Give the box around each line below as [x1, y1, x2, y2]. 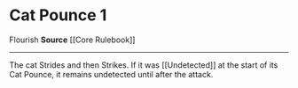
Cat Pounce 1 [9, 5, 107, 26]
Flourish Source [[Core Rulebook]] [9, 34, 136, 45]
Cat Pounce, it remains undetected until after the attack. [9, 69, 214, 79]
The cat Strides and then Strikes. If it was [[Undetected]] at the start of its [9, 59, 278, 70]
